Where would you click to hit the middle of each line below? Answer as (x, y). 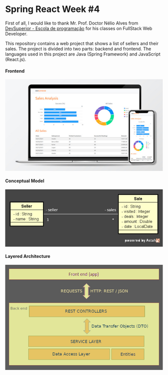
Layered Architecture (28, 256)
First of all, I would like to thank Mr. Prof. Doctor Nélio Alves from (72, 23)
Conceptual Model (25, 181)
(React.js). (16, 59)
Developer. (16, 34)
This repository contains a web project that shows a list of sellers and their (82, 43)
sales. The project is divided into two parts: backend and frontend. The (78, 49)
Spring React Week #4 (52, 9)
